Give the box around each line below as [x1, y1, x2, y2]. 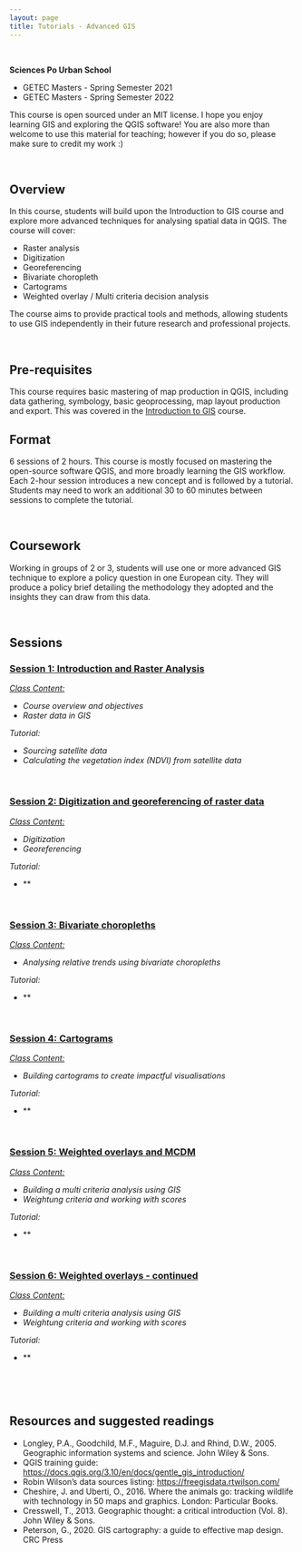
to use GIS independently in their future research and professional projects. [9, 319, 291, 329]
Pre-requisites [9, 362, 93, 378]
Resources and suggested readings [9, 1413, 215, 1429]
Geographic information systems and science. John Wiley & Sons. [22, 1447, 269, 1458]
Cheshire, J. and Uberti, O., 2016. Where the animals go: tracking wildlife [22, 1486, 294, 1497]
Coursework [9, 538, 82, 554]
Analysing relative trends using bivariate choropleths [22, 957, 221, 968]
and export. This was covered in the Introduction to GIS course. [9, 406, 247, 417]
